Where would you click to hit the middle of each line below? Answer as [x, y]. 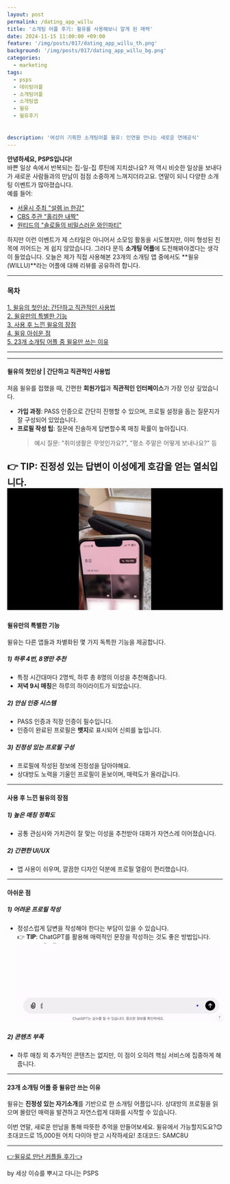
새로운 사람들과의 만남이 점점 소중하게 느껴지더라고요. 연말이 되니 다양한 [110, 176]
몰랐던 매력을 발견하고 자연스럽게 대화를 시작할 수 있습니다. [98, 1113]
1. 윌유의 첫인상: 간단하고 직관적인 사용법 [61, 307]
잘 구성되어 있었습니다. [47, 420]
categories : [24, 58]
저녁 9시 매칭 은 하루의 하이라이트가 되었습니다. [79, 686]
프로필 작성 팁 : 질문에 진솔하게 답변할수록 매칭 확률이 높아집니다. [102, 428]
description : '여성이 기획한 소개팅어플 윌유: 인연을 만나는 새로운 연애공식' [103, 137]
